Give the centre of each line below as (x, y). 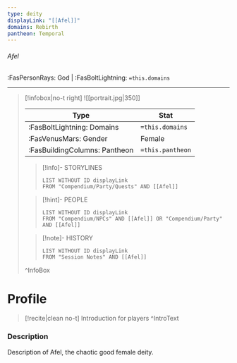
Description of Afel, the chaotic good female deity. (80, 352)
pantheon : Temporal (36, 33)
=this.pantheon (166, 150)
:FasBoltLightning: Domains (73, 128)
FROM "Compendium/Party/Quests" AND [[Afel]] (110, 187)
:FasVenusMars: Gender (68, 139)
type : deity (25, 14)
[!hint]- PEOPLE (65, 200)
